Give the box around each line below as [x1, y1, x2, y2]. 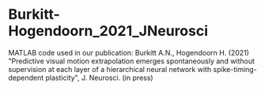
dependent [8, 73, 44, 82]
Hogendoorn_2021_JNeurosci [8, 22, 208, 40]
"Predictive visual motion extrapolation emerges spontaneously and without [8, 56, 256, 66]
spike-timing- [213, 64, 257, 74]
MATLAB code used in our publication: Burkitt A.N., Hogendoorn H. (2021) [8, 48, 249, 57]
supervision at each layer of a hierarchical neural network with [8, 64, 212, 74]
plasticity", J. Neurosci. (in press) [45, 73, 153, 82]
